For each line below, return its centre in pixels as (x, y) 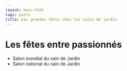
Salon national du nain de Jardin (46, 64)
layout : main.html (25, 10)
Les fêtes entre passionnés (63, 44)
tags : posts (18, 15)
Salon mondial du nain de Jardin (46, 58)
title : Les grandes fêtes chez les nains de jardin (61, 19)
